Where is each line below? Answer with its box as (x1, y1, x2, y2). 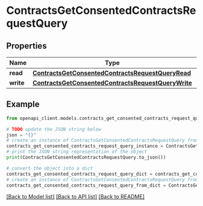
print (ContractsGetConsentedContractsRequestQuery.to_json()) (6, 154, 166, 161)
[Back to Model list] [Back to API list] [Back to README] (6, 193, 145, 201)
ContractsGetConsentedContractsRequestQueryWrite (32, 79, 192, 87)
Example (6, 99, 40, 110)
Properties (6, 41, 47, 51)
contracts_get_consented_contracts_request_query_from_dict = (6, 182, 166, 188)
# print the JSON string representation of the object (6, 149, 147, 155)
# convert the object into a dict (6, 165, 94, 171)
